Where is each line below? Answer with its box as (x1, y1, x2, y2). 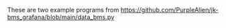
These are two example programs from (7, 6, 120, 14)
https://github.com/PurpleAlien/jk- (121, 6, 219, 14)
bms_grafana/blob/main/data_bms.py (7, 13, 115, 21)
